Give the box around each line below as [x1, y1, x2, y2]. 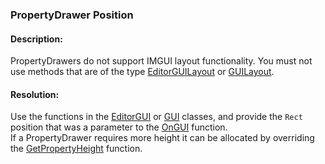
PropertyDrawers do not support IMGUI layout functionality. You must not [10, 55, 313, 67]
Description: [10, 33, 63, 45]
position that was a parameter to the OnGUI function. [10, 121, 228, 133]
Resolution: [10, 88, 60, 100]
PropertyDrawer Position [10, 8, 134, 22]
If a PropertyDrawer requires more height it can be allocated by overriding [10, 132, 315, 144]
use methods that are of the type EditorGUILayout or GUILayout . [10, 66, 275, 78]
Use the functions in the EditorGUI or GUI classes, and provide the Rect [10, 111, 303, 123]
